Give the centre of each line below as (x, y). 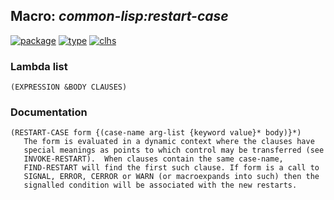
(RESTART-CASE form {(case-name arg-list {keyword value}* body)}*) (156, 133)
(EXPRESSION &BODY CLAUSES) (69, 87)
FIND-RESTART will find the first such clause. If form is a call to (171, 168)
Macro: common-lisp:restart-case (119, 16)
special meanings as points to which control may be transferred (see (174, 150)
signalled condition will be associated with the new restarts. (160, 185)
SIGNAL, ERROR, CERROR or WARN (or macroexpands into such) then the (171, 177)
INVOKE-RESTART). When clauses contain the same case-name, (153, 159)
